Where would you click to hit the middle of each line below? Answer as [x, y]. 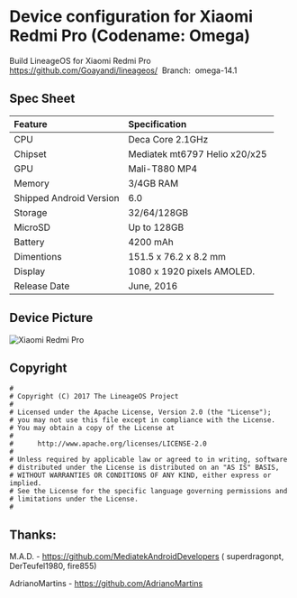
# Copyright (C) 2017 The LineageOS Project [94, 397]
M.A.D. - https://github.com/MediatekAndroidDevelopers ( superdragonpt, [147, 557]
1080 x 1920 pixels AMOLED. [192, 271]
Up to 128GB [156, 227]
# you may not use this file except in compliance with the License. [143, 420]
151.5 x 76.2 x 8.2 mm [177, 256]
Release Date [42, 286]
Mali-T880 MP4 [163, 169]
